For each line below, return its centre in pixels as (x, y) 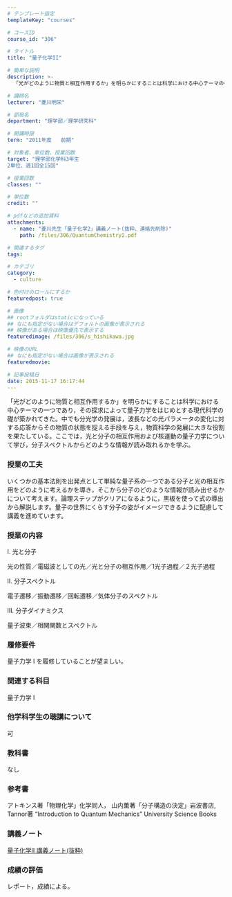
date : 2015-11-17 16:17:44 (46, 381)
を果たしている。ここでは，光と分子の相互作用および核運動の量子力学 (107, 436)
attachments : (26, 222)
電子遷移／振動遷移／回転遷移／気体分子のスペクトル (83, 596)
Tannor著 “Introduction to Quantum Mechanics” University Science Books (112, 814)
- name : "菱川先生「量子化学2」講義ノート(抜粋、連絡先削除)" (93, 229)
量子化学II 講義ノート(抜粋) (45, 850)
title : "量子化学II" (35, 58)
